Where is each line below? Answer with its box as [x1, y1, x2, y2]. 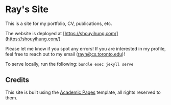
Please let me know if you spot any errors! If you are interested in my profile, [5, 45, 166, 51]
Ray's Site [5, 4, 49, 15]
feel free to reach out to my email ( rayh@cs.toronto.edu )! [5, 51, 125, 57]
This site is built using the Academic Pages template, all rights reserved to [5, 89, 161, 95]
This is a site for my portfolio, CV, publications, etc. [5, 20, 112, 27]
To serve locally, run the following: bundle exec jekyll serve [5, 61, 134, 67]
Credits [5, 75, 30, 85]
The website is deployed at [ [5, 30, 65, 36]
